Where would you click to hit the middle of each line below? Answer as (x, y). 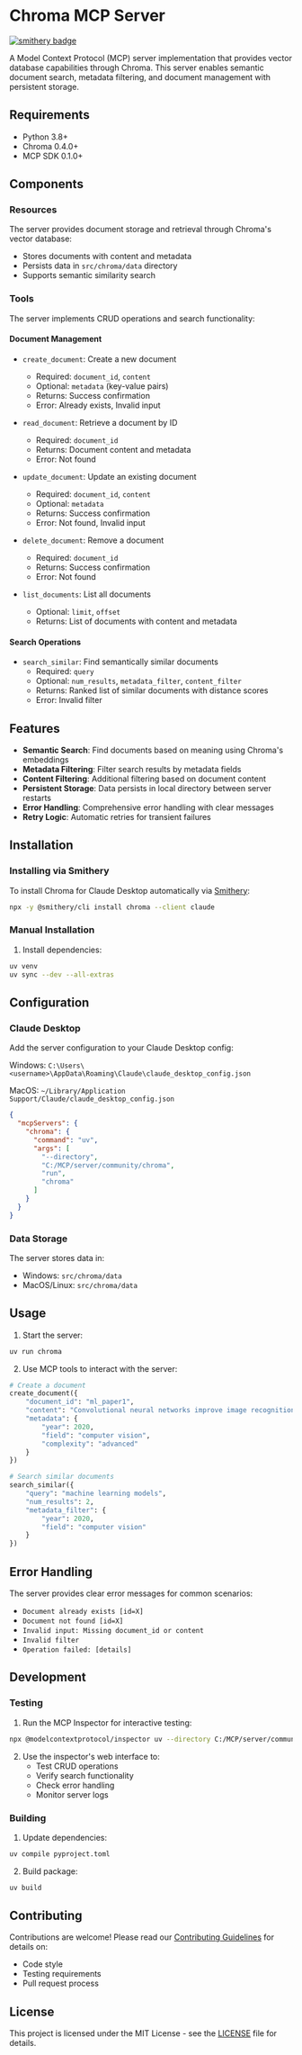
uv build (26, 1888)
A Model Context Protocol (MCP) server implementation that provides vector (151, 58)
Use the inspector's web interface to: (91, 1756)
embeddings (45, 759)
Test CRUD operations (77, 1766)
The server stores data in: (57, 1257)
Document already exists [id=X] (83, 1612)
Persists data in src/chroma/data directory (100, 266)
